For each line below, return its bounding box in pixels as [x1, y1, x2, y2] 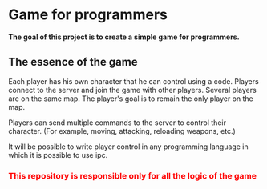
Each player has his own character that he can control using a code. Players [8, 76, 259, 86]
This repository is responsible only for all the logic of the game [8, 170, 257, 181]
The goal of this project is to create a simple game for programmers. [8, 32, 240, 42]
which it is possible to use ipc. [8, 150, 108, 159]
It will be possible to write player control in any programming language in [8, 142, 249, 151]
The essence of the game [8, 55, 138, 69]
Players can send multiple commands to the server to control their [8, 118, 227, 127]
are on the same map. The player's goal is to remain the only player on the [8, 94, 254, 103]
